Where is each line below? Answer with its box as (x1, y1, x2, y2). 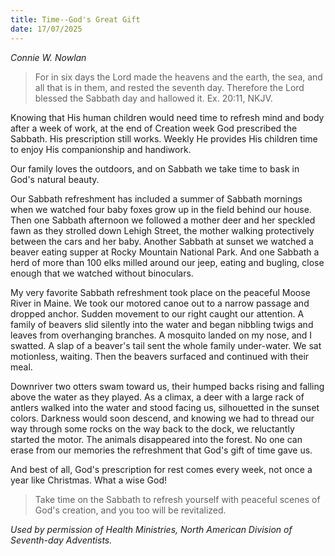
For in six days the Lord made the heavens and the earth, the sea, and (34, 71, 323, 83)
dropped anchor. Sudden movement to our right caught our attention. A (10, 307, 305, 320)
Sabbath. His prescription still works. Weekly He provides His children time (10, 132, 318, 145)
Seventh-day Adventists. (10, 534, 113, 546)
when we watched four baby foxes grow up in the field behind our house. (10, 203, 312, 215)
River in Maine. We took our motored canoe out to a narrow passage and (10, 297, 310, 309)
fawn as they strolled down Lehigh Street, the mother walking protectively (10, 224, 315, 236)
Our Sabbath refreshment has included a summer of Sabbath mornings (10, 192, 303, 205)
